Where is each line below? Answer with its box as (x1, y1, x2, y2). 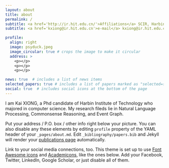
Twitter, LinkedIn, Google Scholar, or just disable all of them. (5, 157, 130, 163)
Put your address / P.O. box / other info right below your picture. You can (5, 120, 156, 126)
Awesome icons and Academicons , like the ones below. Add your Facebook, (5, 151, 163, 157)
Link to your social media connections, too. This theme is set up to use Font (5, 146, 162, 152)
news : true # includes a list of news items (5, 77, 102, 82)
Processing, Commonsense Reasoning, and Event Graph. (5, 111, 124, 117)
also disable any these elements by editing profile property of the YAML (5, 126, 156, 132)
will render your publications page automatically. (5, 136, 106, 142)
